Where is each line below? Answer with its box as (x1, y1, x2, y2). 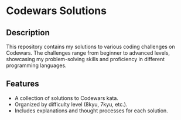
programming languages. (6, 62, 67, 69)
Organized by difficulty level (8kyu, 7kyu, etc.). (14, 101, 128, 108)
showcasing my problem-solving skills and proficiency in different (6, 56, 165, 62)
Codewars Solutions (6, 4, 107, 18)
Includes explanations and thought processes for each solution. (14, 107, 168, 114)
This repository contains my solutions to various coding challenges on (6, 43, 176, 50)
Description (6, 28, 50, 38)
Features (6, 79, 39, 89)
